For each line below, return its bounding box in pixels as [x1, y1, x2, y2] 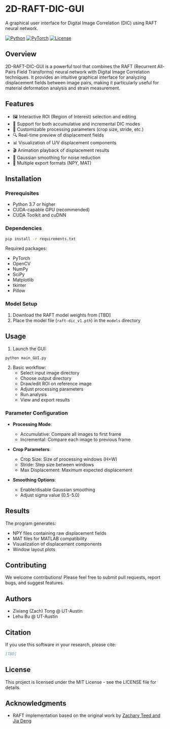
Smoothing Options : [12, 477, 56, 483]
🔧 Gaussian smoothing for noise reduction [12, 154, 100, 161]
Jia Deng [12, 718, 32, 724]
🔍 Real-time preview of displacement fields [12, 132, 104, 138]
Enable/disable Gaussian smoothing [20, 486, 95, 493]
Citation [5, 628, 31, 637]
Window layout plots [12, 546, 56, 552]
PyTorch [12, 255, 30, 262]
